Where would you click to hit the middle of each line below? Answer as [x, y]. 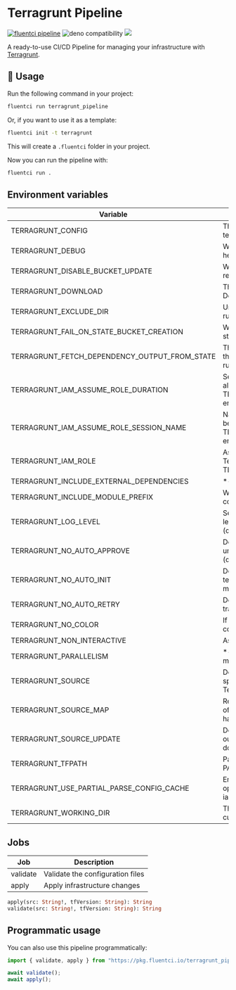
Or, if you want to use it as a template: [62, 120]
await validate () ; [34, 973]
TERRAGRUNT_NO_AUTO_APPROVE [70, 551]
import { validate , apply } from [56, 960]
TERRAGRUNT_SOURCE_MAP [60, 710]
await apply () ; [29, 979]
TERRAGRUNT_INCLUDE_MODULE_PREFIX [82, 497]
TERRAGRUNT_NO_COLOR [55, 625]
